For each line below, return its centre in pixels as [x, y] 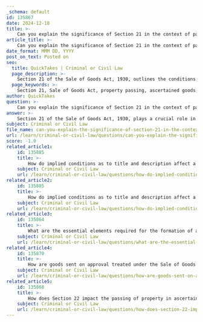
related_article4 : [29, 248]
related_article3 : [29, 214]
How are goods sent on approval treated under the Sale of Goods [112, 265]
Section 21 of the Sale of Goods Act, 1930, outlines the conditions [107, 79]
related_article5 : [29, 282]
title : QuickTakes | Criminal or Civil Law [67, 68]
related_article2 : [29, 181]
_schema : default [28, 12]
